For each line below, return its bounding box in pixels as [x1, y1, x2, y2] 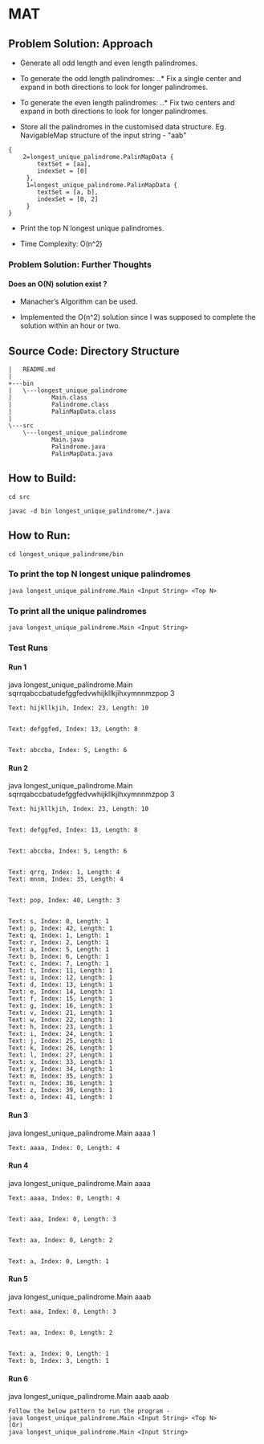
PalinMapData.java [51, 449, 113, 458]
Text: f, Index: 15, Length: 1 [8, 995, 113, 1003]
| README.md [8, 365, 56, 374]
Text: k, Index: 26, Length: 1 [8, 1044, 113, 1053]
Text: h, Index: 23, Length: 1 [8, 1023, 113, 1031]
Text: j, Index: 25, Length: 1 [8, 1037, 113, 1045]
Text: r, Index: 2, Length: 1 [8, 939, 110, 947]
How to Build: [8, 472, 77, 485]
